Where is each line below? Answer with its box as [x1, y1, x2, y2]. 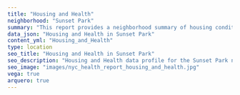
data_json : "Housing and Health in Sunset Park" [7, 30, 155, 38]
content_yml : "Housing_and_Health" [7, 37, 114, 44]
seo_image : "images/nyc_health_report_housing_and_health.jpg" [7, 64, 200, 71]
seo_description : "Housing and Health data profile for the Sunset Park [7, 57, 229, 64]
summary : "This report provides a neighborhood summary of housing [7, 24, 213, 31]
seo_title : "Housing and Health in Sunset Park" [7, 51, 155, 58]
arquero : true [7, 76, 50, 84]
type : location [7, 44, 53, 51]
